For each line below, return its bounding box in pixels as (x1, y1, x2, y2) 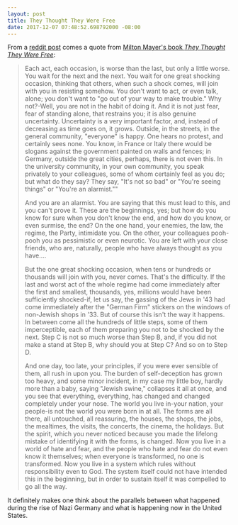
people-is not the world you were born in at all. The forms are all (24, 407, 212, 416)
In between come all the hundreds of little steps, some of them (24, 318, 208, 326)
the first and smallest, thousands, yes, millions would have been (24, 288, 212, 297)
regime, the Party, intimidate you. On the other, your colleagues (24, 228, 210, 238)
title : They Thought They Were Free (7, 17, 115, 24)
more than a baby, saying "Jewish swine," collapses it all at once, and (24, 385, 227, 393)
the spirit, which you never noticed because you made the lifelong (24, 430, 218, 438)
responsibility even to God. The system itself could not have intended (24, 468, 227, 476)
